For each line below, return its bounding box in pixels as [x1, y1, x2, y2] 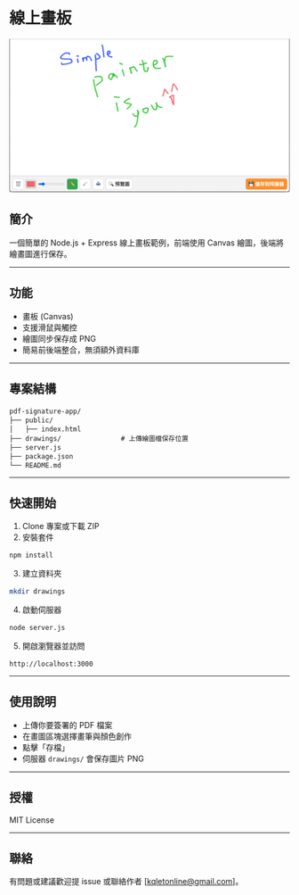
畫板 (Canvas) [21, 311, 74, 321]
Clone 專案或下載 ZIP [21, 521, 100, 532]
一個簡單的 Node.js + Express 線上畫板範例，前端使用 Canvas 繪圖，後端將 [9, 237, 285, 248]
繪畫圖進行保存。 [9, 248, 72, 259]
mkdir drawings [9, 587, 66, 596]
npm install [9, 551, 53, 560]
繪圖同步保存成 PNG [21, 333, 96, 344]
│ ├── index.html [9, 425, 82, 434]
